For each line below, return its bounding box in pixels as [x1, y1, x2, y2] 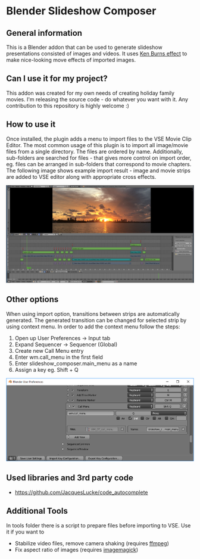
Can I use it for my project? [6, 73, 108, 84]
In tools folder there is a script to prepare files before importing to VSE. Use [6, 521, 191, 529]
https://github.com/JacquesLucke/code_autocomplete [14, 489, 148, 496]
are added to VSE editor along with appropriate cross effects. [6, 173, 157, 180]
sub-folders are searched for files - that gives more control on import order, [6, 154, 192, 162]
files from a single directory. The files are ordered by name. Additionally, [6, 148, 183, 155]
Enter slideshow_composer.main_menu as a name [14, 359, 137, 367]
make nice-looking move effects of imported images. [6, 57, 136, 63]
